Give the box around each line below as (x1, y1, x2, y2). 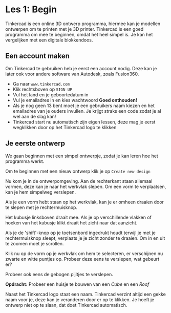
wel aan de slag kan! (12, 113, 56, 119)
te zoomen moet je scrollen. (5, 240, 64, 246)
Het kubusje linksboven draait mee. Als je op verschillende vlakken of (5, 214, 152, 220)
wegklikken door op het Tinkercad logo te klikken (12, 124, 117, 130)
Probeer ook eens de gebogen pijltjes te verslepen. (5, 271, 114, 277)
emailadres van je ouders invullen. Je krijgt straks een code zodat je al (12, 108, 161, 114)
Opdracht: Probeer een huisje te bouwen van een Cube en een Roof (5, 281, 149, 287)
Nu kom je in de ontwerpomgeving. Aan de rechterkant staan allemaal (5, 178, 153, 184)
